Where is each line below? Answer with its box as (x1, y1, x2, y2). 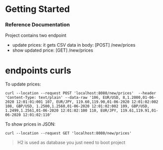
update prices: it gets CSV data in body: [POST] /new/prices (12, 42, 136, 48)
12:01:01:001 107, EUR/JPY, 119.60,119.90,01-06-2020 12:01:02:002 (16, 99, 159, 105)
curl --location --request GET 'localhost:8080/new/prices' (5, 131, 132, 136)
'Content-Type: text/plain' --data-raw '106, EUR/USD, (5, 95, 121, 100)
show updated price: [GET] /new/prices (12, 47, 93, 53)
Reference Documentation (5, 21, 70, 28)
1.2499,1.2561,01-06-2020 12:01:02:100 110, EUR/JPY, (5, 108, 119, 113)
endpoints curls (5, 65, 71, 76)
